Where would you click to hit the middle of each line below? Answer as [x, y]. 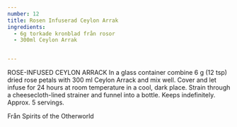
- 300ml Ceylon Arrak [46, 40]
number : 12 [23, 14]
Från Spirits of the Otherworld [51, 116]
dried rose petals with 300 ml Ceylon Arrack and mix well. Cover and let [112, 80]
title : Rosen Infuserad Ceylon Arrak [63, 20]
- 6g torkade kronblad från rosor [64, 34]
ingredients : [27, 27]
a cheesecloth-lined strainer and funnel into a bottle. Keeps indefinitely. [111, 95]
